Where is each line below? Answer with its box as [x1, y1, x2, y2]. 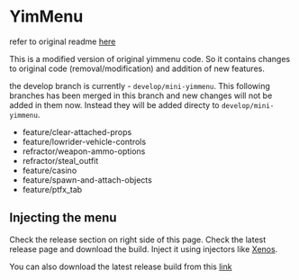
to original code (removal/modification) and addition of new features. [9, 63, 266, 74]
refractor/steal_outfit [22, 155, 99, 166]
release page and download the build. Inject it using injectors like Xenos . [9, 243, 278, 254]
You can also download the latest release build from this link [9, 261, 232, 272]
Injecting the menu [9, 210, 117, 226]
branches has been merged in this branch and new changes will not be [9, 90, 273, 101]
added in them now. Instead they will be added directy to [9, 99, 220, 110]
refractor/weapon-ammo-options [22, 146, 146, 157]
